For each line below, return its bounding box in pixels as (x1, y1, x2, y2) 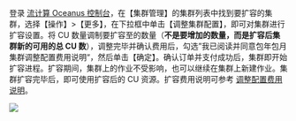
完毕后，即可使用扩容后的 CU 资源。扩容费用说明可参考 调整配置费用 (32, 74, 283, 84)
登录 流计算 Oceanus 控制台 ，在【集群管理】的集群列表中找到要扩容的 (9, 8, 265, 18)
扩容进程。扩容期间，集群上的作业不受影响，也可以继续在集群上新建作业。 (9, 63, 280, 73)
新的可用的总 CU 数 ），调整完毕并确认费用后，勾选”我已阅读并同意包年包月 (16, 41, 287, 51)
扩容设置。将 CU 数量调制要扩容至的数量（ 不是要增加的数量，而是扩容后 (9, 30, 273, 40)
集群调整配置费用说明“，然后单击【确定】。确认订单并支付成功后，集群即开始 (9, 52, 288, 62)
